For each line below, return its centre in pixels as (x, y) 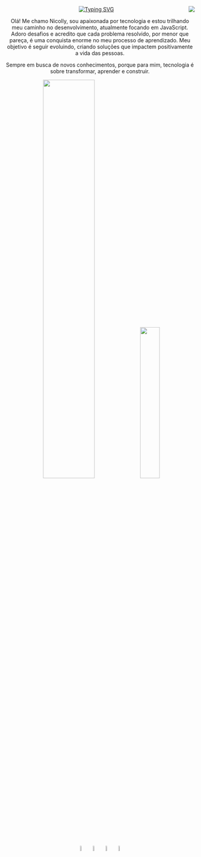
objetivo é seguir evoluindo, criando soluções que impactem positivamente (100, 47)
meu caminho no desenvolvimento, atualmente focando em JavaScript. (100, 27)
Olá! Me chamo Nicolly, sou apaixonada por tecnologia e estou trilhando (100, 21)
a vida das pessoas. (100, 53)
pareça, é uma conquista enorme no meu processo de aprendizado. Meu (100, 40)
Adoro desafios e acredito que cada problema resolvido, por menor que (100, 34)
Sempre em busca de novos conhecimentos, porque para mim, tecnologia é (100, 65)
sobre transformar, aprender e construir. (100, 71)
